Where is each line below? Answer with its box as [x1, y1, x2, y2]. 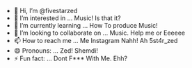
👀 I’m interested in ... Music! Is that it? [13, 14, 121, 22]
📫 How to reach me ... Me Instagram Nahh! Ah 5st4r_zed [13, 37, 178, 44]
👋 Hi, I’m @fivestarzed [13, 7, 78, 15]
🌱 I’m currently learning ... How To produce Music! [13, 22, 158, 29]
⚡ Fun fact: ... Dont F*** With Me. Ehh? [13, 54, 127, 62]
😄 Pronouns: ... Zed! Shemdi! [13, 46, 99, 55]
